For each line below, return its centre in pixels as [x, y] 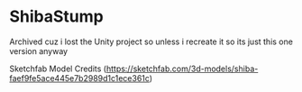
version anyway [39, 51]
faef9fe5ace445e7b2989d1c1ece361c [80, 78]
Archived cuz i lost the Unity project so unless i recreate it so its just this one [151, 41]
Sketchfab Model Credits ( [58, 69]
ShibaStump [56, 17]
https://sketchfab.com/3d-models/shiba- [182, 69]
